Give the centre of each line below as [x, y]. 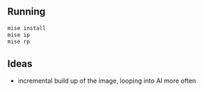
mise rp [19, 41]
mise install [27, 28]
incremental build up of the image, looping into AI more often [107, 81]
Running [27, 12]
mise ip [19, 35]
